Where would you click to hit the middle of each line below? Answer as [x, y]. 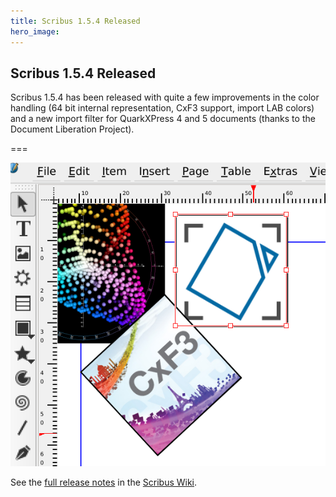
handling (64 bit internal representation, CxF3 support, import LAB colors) [162, 108]
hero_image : [35, 31]
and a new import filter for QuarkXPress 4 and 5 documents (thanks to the [163, 119]
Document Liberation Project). [72, 129]
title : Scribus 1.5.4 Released [75, 21]
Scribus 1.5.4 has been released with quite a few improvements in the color [165, 97]
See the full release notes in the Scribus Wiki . [104, 482]
